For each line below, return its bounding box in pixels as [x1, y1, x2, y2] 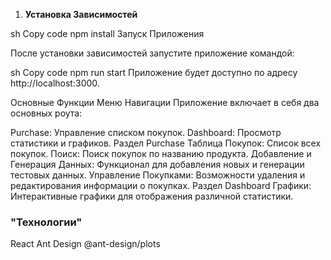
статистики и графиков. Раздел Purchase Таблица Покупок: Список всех [10, 137, 322, 149]
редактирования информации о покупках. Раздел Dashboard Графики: [10, 180, 312, 191]
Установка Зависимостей [24, 9, 138, 20]
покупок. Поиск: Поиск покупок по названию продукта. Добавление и [10, 148, 312, 159]
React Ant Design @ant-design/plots [10, 238, 161, 250]
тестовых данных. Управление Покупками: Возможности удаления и [10, 169, 306, 181]
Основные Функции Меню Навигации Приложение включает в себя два [10, 97, 320, 108]
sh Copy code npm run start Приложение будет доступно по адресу [10, 67, 298, 78]
